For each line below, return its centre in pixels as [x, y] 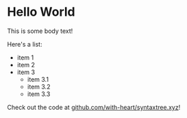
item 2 [26, 64]
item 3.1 [38, 79]
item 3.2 [39, 86]
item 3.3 [39, 94]
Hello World [41, 12]
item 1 [25, 57]
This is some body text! [40, 31]
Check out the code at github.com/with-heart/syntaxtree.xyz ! [94, 107]
